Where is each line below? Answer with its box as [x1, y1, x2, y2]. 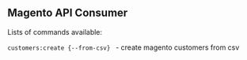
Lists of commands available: [7, 27, 103, 36]
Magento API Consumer [7, 6, 128, 20]
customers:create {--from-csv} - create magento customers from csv [7, 43, 240, 52]
